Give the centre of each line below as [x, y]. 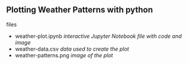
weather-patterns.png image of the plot [64, 55]
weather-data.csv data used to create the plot [72, 49]
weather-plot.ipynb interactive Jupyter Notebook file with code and [98, 36]
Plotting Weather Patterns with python [80, 10]
